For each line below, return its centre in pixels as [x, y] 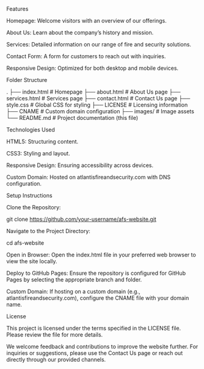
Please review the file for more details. [55, 335]
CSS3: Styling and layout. [38, 153]
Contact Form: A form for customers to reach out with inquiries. [86, 56]
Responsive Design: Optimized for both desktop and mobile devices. [93, 68]
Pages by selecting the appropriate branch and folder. [74, 280]
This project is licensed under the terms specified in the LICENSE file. [94, 328]
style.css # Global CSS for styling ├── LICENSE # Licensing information [97, 105]
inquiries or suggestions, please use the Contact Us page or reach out [95, 353]
